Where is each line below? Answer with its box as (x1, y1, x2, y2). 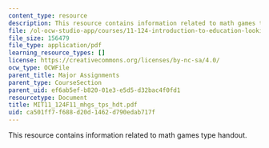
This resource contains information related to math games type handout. (8, 130, 247, 140)
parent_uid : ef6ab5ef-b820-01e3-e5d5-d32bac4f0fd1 (8, 86, 181, 94)
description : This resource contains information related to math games (8, 19, 256, 27)
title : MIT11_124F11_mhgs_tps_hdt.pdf (8, 101, 138, 109)
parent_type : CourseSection (8, 78, 102, 86)
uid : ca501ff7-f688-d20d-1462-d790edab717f (8, 109, 156, 117)
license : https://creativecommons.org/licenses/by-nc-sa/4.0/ (8, 57, 220, 65)
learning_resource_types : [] (8, 49, 106, 57)
